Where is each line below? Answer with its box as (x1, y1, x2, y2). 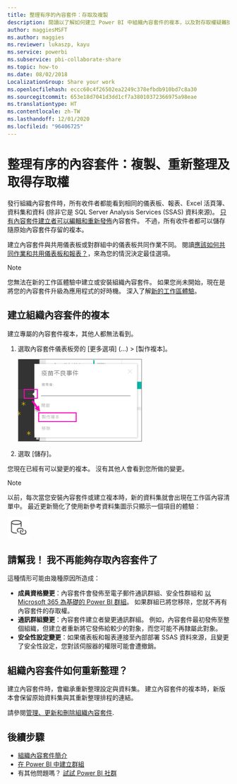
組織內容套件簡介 (17, 751, 68, 759)
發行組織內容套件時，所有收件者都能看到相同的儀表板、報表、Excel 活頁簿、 (7, 198, 229, 207)
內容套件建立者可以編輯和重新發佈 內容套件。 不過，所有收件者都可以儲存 (13, 216, 226, 225)
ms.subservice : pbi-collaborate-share (7, 56, 121, 64)
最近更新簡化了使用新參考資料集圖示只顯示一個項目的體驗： (27, 502, 201, 510)
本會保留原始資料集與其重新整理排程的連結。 (7, 694, 138, 702)
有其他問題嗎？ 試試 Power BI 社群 (17, 768, 118, 777)
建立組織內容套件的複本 (7, 309, 109, 321)
